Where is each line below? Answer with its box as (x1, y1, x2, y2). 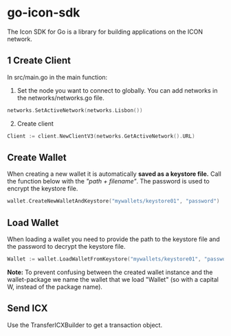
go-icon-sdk (7, 5, 80, 21)
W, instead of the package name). (7, 282, 103, 291)
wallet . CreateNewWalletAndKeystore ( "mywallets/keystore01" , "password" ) (7, 198, 220, 205)
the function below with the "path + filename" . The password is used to (7, 177, 210, 186)
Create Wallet (7, 151, 67, 163)
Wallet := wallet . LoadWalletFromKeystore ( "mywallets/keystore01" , (7, 256, 201, 262)
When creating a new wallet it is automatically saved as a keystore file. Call (7, 170, 221, 178)
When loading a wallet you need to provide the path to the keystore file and (7, 235, 220, 243)
